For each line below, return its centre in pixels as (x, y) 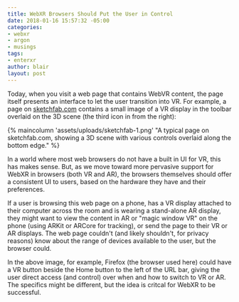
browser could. (30, 248)
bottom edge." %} (34, 145)
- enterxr (22, 60)
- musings (22, 47)
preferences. (26, 189)
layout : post (27, 73)
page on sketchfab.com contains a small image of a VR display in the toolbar (119, 109)
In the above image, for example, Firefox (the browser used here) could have (119, 262)
